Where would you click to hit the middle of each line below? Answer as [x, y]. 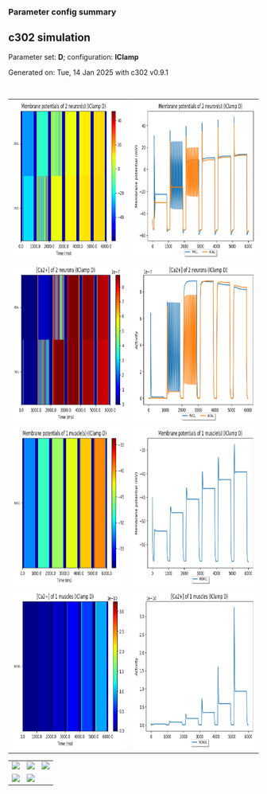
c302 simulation [50, 38]
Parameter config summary [62, 12]
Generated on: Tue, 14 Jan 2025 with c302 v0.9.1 [88, 72]
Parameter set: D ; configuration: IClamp [74, 57]
